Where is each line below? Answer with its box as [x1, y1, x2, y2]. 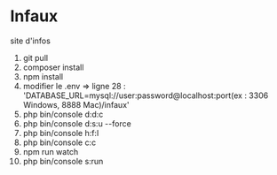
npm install [22, 71, 64, 81]
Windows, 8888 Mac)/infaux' [22, 99, 130, 110]
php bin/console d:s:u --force [22, 118, 131, 129]
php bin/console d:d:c [22, 109, 104, 119]
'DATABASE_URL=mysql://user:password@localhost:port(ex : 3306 [22, 90, 269, 101]
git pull [22, 52, 48, 63]
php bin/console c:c [22, 137, 97, 148]
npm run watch [22, 146, 79, 156]
